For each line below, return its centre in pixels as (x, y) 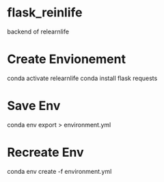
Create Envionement (67, 59)
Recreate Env (45, 153)
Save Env (34, 106)
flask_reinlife (45, 13)
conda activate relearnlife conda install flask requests (82, 78)
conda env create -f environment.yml (59, 171)
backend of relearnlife (38, 31)
